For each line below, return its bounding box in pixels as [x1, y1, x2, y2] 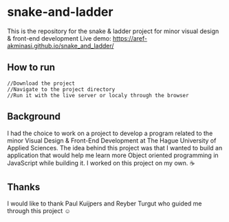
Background [7, 111, 61, 123]
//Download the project [7, 80, 76, 87]
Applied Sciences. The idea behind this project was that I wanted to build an [7, 143, 223, 152]
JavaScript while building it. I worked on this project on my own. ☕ [7, 159, 195, 167]
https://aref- [112, 34, 148, 42]
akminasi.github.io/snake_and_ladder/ [7, 41, 115, 50]
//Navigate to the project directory [7, 85, 116, 93]
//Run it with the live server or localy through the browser [7, 92, 189, 99]
